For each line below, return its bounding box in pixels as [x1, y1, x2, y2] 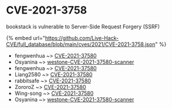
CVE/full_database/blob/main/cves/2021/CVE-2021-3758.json [6, 41, 156, 48]
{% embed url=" [6, 34, 46, 41]
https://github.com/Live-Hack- [45, 34, 119, 41]
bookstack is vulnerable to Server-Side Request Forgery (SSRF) [6, 23, 160, 30]
